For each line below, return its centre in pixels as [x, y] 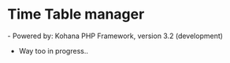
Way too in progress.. [53, 51]
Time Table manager [76, 14]
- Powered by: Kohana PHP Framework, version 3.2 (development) [115, 36]
